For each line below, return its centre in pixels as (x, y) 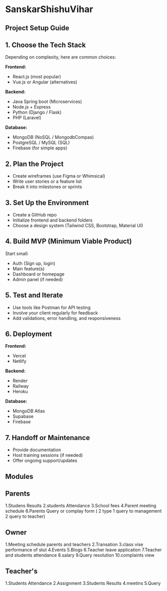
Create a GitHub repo (34, 215)
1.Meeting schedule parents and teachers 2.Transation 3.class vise (74, 545)
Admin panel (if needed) (37, 279)
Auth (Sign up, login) (34, 263)
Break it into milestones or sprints (47, 187)
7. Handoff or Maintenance (48, 438)
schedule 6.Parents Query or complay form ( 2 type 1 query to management (83, 511)
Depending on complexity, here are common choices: (61, 57)
